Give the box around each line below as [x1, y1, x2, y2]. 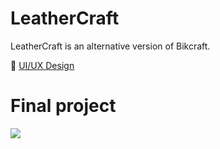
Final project [10, 95, 117, 117]
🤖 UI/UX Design [10, 59, 75, 71]
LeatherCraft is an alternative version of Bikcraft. [10, 40, 211, 52]
